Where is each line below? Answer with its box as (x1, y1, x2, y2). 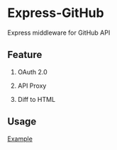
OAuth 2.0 (17, 67, 48, 76)
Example (7, 134, 33, 143)
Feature (7, 49, 43, 61)
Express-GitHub (7, 5, 104, 21)
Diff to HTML (17, 95, 55, 103)
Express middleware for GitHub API (7, 28, 111, 37)
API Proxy (17, 81, 47, 90)
